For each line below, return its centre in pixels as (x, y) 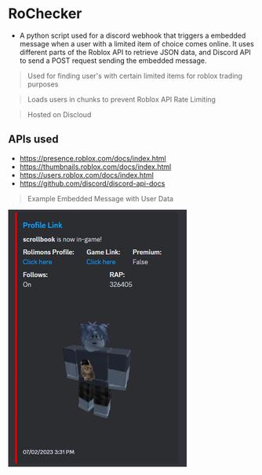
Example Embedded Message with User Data (100, 198)
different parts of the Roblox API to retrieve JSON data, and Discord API (135, 52)
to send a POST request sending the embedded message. (113, 61)
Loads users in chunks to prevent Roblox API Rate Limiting (121, 99)
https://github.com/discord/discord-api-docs (92, 183)
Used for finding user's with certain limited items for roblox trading (135, 75)
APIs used (33, 140)
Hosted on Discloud (59, 114)
